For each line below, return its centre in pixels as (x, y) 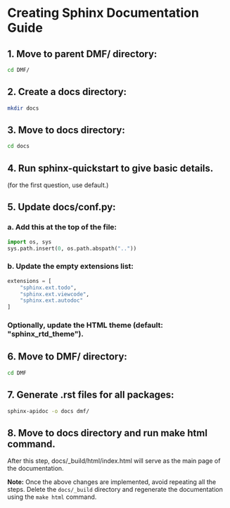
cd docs (19, 146)
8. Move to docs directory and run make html (107, 433)
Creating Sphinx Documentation (103, 13)
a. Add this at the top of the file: (62, 227)
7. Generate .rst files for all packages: (91, 395)
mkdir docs (23, 108)
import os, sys (30, 242)
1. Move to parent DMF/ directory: (82, 54)
